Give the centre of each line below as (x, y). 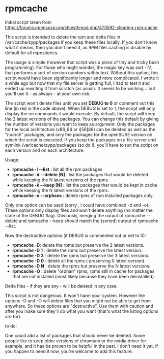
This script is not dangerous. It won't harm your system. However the (75, 295)
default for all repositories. (32, 53)
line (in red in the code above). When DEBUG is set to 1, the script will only (80, 108)
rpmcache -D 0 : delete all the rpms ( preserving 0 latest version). (79, 261)
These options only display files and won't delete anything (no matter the (79, 210)
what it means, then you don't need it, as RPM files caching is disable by (78, 47)
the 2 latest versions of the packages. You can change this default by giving (82, 119)
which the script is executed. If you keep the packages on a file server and (81, 140)
